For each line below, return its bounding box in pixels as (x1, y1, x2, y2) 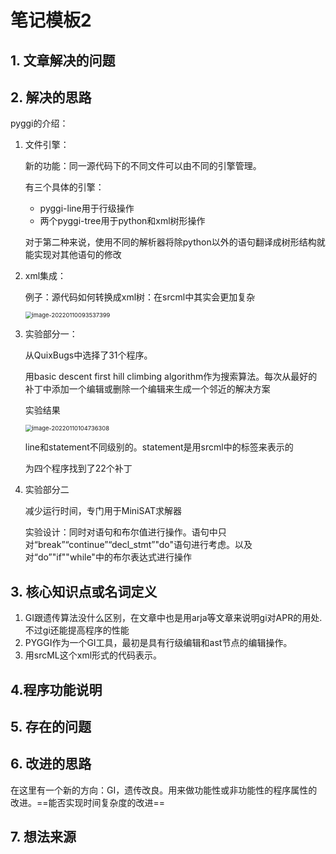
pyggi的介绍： (10, 117, 69, 130)
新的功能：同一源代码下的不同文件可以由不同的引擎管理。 (24, 160, 262, 172)
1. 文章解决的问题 (10, 52, 116, 69)
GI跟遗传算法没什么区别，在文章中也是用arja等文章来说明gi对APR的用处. (24, 612, 323, 624)
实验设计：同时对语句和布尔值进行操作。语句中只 (24, 526, 227, 538)
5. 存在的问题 (10, 718, 92, 735)
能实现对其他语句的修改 (24, 249, 122, 261)
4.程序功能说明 (10, 681, 103, 698)
